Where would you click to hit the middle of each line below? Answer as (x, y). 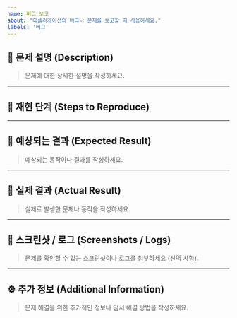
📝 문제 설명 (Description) (61, 57)
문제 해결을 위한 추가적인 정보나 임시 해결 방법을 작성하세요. (107, 307)
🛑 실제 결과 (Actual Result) (64, 190)
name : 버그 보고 (28, 14)
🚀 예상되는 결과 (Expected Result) (79, 141)
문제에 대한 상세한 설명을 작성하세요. (74, 76)
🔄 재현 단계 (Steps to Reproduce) (79, 107)
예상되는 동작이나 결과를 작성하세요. (74, 159)
